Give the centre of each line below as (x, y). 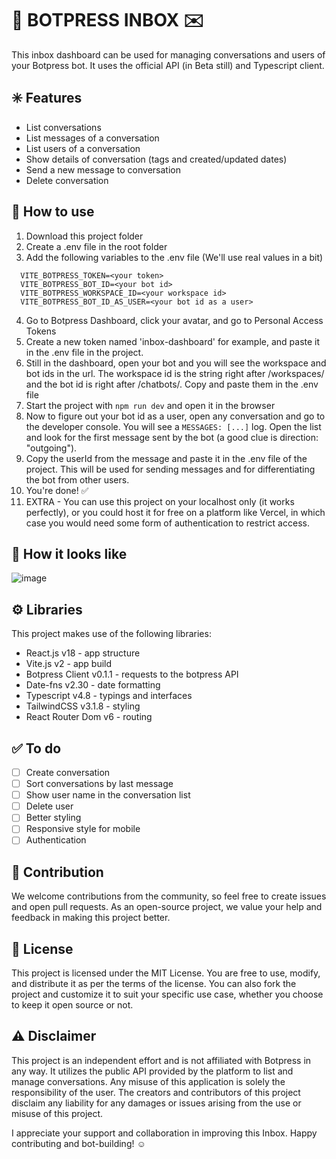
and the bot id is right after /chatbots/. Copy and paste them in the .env (172, 384)
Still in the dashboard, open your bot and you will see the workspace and (176, 363)
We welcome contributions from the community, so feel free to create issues (169, 896)
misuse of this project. (57, 1113)
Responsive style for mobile (83, 829)
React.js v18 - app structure (83, 653)
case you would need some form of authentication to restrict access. (167, 523)
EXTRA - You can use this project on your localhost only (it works (160, 501)
